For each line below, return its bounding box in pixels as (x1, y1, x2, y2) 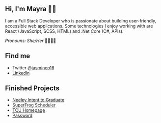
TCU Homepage (12, 107, 45, 113)
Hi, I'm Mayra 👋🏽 (5, 5, 56, 13)
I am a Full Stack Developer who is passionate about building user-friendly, (5, 18, 157, 23)
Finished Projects (5, 84, 60, 93)
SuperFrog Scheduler (12, 102, 56, 108)
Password (12, 113, 33, 119)
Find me (5, 52, 30, 60)
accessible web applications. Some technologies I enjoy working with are (5, 23, 153, 29)
